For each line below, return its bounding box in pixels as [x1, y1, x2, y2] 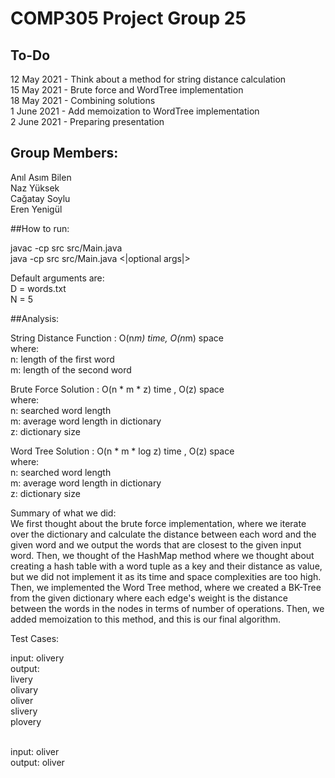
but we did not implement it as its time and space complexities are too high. [10, 570, 322, 582]
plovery [10, 715, 42, 727]
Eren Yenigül [10, 203, 63, 215]
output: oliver [10, 756, 65, 768]
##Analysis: [10, 312, 60, 324]
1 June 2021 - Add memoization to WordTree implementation [10, 105, 260, 117]
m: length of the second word [10, 363, 132, 376]
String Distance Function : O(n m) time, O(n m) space [10, 332, 224, 344]
